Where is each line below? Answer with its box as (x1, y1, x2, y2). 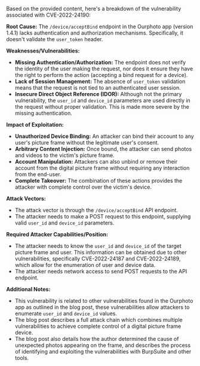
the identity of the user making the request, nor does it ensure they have (14, 65, 193, 72)
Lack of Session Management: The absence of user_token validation (14, 78, 186, 85)
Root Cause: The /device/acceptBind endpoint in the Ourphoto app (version (6, 23, 193, 30)
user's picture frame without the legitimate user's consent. (14, 139, 159, 146)
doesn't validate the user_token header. (6, 36, 103, 42)
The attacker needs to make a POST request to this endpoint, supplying (14, 213, 191, 220)
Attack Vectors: (6, 195, 47, 202)
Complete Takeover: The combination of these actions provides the (14, 177, 183, 184)
